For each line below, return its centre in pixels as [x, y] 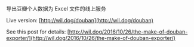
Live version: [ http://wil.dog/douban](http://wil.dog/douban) [80, 20]
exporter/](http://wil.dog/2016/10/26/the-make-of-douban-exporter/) [91, 38]
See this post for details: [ [38, 32]
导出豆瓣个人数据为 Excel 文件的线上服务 [56, 9]
